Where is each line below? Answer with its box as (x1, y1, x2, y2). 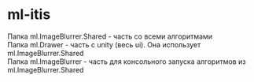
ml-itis (7, 6, 51, 24)
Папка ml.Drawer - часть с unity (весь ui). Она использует (7, 39, 201, 49)
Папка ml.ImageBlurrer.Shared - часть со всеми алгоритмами (7, 32, 213, 41)
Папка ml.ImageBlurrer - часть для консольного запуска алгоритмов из (7, 57, 246, 66)
